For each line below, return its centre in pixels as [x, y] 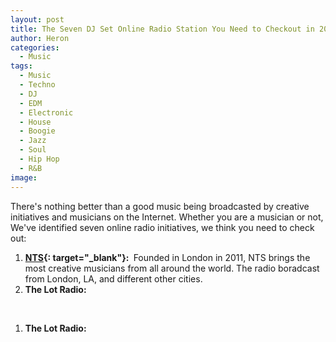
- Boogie [37, 131]
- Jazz [33, 141]
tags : [21, 66]
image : [24, 177]
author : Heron [40, 38]
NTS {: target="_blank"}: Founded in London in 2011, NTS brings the [167, 257]
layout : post [37, 19]
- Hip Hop [39, 159]
